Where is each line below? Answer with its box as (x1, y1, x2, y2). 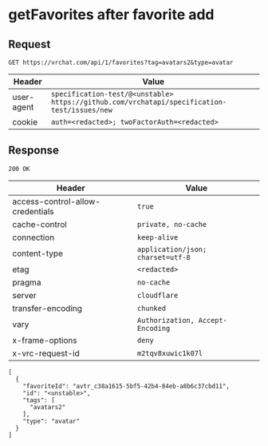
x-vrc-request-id (12, 348, 80, 359)
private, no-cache (136, 220, 207, 229)
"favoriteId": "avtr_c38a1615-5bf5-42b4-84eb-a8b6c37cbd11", (22, 382, 230, 390)
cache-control (12, 218, 68, 229)
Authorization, (136, 316, 195, 325)
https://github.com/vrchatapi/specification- (50, 98, 227, 106)
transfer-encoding (12, 302, 82, 313)
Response (8, 144, 60, 157)
